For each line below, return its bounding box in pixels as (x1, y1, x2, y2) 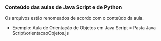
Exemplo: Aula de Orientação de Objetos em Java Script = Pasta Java (12, 25, 156, 31)
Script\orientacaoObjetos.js (12, 30, 69, 36)
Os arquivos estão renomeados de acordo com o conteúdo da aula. (5, 15, 144, 21)
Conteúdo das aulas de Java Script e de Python (5, 4, 122, 11)
